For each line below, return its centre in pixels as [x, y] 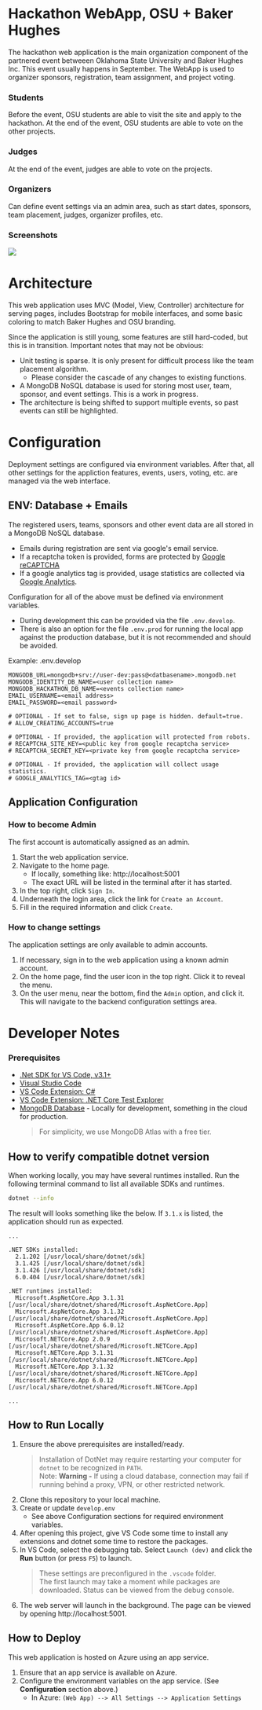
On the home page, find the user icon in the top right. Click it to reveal [132, 976]
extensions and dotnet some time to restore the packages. [114, 1541]
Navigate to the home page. [64, 865]
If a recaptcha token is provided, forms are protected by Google [122, 556]
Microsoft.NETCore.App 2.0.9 [63, 1339]
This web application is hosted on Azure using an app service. [109, 1657]
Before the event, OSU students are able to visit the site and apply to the [125, 115]
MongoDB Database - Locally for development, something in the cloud [133, 1108]
